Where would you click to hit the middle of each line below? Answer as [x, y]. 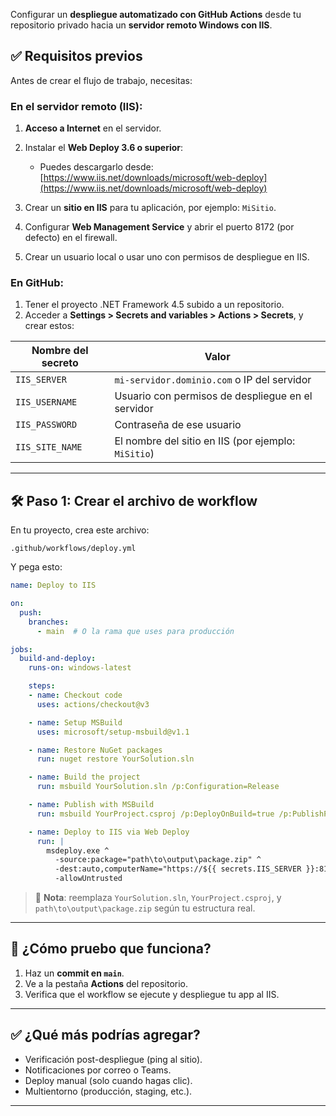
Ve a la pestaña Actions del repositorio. [106, 983]
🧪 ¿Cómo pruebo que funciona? [111, 949]
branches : [49, 622]
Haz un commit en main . [74, 973]
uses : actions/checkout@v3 [93, 704]
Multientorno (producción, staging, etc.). [108, 1091]
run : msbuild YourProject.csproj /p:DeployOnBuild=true [155, 814]
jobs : [21, 649]
